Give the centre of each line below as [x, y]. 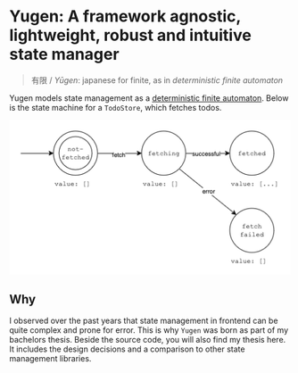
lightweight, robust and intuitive [130, 35]
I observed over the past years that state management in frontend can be [144, 321]
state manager [64, 54]
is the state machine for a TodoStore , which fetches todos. [116, 107]
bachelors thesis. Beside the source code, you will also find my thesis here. [148, 340]
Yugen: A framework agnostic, [125, 17]
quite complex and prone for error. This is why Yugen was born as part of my [149, 330]
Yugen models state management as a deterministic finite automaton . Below [149, 98]
